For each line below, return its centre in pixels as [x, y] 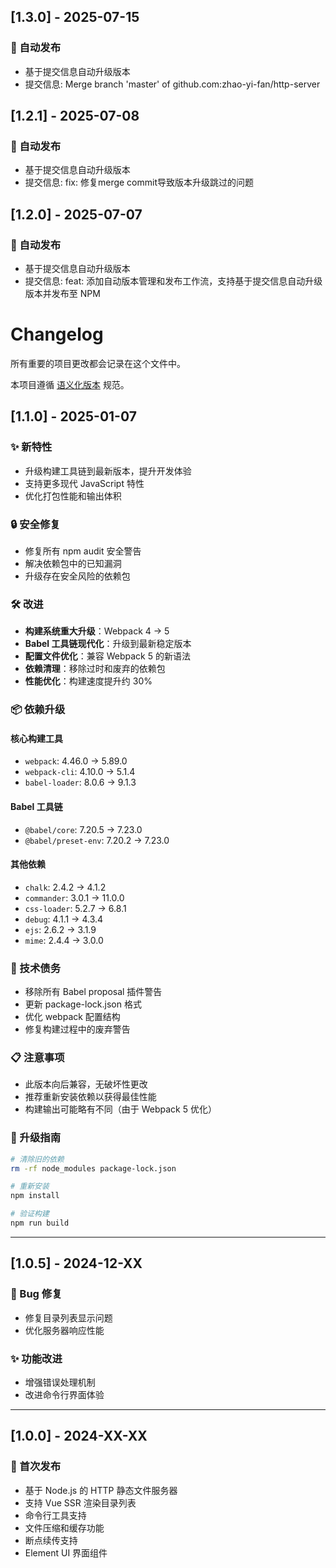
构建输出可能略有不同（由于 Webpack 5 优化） [120, 1109]
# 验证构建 [30, 1214]
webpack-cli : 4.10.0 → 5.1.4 [80, 772]
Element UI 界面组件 [66, 1552]
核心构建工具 [36, 738]
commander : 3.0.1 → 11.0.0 [74, 897]
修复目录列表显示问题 [68, 1317]
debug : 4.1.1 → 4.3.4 [64, 919]
